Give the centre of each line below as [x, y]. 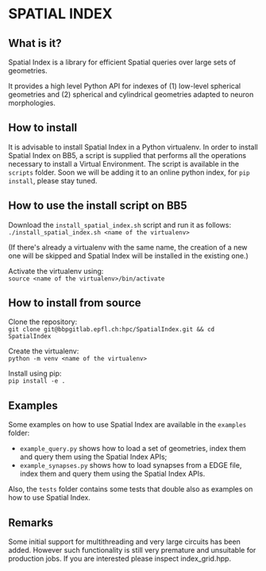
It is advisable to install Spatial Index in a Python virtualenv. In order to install [133, 147]
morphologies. [32, 103]
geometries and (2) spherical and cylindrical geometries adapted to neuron [131, 95]
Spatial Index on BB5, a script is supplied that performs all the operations [127, 155]
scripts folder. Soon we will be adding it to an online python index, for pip [129, 172]
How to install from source [75, 303]
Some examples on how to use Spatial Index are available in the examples [127, 425]
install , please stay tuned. [53, 180]
